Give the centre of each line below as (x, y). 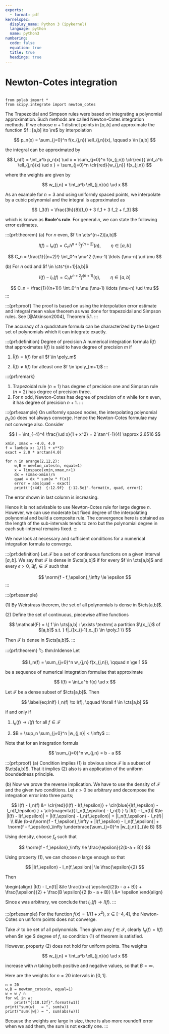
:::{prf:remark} (20, 376)
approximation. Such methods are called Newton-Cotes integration (75, 119)
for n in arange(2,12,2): (32, 461)
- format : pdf (24, 15)
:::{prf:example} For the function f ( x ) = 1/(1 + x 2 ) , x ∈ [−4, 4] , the (72, 914)
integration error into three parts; (39, 795)
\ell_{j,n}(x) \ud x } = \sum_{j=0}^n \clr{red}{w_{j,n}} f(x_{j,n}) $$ (85, 165)
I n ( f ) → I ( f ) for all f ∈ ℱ (37, 722)
